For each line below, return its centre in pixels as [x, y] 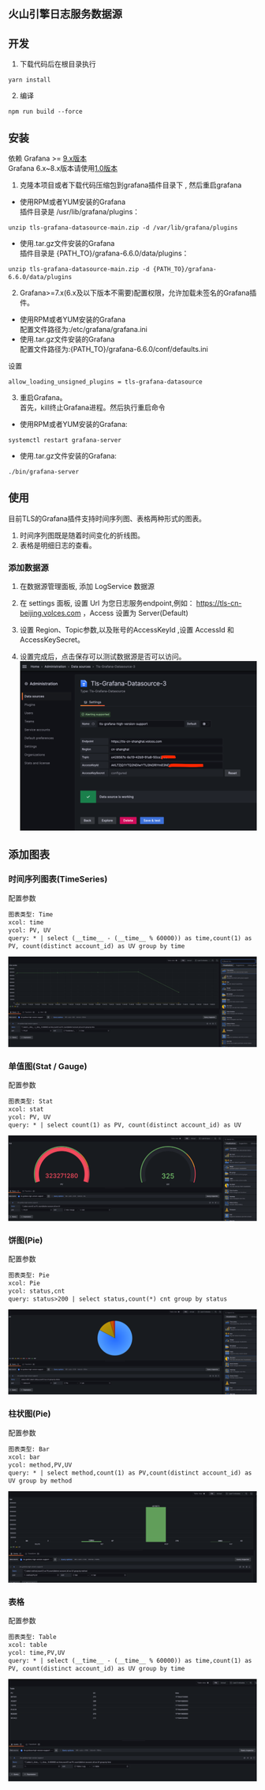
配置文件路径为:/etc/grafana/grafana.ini [84, 330]
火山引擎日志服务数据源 [65, 14]
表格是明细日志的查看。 [58, 545]
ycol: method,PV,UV [40, 1465]
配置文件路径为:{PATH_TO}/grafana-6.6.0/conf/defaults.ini [114, 349]
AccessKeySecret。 [52, 640]
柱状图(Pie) [30, 1414]
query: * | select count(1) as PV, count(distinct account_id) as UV [125, 1125]
